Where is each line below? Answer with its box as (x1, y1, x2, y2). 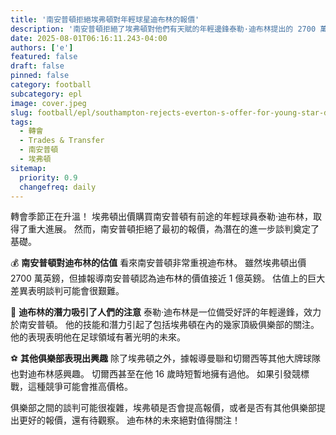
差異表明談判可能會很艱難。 (10, 285, 125, 297)
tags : (10, 117, 33, 127)
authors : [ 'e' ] (10, 42, 74, 53)
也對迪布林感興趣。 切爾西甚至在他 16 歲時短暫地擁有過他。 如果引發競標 (10, 368, 310, 380)
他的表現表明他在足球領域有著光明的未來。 (10, 331, 186, 343)
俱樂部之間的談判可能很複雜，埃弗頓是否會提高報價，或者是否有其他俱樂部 (10, 402, 317, 414)
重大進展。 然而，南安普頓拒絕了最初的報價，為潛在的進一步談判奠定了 (27, 223, 320, 235)
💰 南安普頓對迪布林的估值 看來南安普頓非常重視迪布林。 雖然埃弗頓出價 (10, 257, 307, 269)
